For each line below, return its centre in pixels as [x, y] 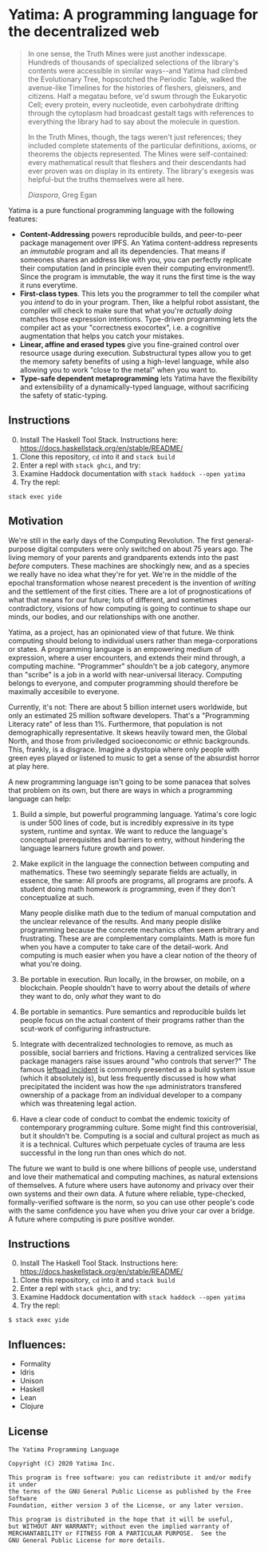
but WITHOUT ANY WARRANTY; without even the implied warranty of [119, 1526]
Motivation [36, 521]
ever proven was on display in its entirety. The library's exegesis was [141, 171]
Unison [32, 1381]
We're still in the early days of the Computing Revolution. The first [116, 540]
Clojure [32, 1407]
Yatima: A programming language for [133, 15]
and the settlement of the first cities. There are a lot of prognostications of [130, 591]
